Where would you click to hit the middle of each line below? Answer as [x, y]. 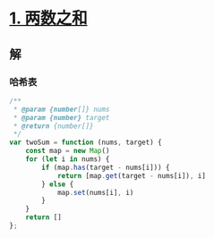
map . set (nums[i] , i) [95, 192]
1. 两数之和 [48, 18]
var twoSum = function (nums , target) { [86, 143]
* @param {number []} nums [61, 109]
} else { [58, 184]
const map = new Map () [68, 151]
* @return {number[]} [53, 126]
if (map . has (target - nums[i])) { [106, 167]
